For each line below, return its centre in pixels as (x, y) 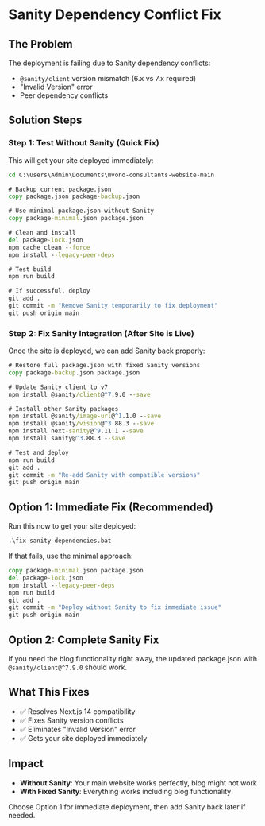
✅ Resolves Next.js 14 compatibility (77, 711)
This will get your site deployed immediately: (81, 160)
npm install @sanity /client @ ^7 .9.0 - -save (79, 394)
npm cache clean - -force (49, 247)
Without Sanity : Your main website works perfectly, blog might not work (138, 783)
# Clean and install (42, 233)
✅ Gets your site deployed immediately (83, 738)
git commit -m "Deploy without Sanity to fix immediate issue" (115, 607)
